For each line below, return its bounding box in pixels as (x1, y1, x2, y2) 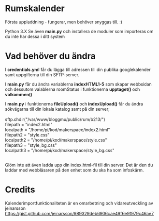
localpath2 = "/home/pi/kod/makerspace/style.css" (5, 137, 107, 143)
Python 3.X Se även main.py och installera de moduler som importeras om (5, 28, 154, 34)
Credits (5, 184, 35, 195)
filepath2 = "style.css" (5, 132, 50, 137)
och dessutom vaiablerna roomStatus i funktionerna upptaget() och (5, 86, 140, 92)
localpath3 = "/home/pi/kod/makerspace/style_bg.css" (5, 147, 115, 153)
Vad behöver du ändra (5, 51, 96, 62)
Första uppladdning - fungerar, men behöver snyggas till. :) (5, 19, 122, 25)
